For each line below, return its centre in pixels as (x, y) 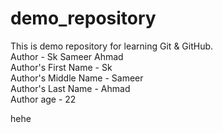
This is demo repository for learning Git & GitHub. (112, 46)
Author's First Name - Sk (61, 67)
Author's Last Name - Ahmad (70, 88)
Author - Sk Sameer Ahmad (67, 56)
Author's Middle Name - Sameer (77, 78)
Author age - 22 (43, 99)
